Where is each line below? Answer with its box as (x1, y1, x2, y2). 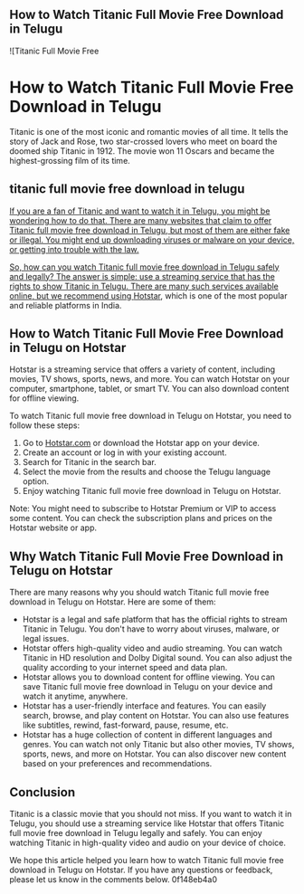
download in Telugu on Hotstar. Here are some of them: (9, 596, 216, 607)
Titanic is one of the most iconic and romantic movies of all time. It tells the (9, 126, 289, 137)
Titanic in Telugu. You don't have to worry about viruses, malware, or (22, 623, 280, 634)
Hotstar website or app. (9, 522, 98, 533)
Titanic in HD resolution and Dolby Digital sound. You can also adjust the (22, 652, 292, 663)
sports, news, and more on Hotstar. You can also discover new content (22, 748, 287, 759)
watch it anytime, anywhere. (22, 691, 128, 702)
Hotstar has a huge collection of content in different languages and (22, 729, 273, 740)
